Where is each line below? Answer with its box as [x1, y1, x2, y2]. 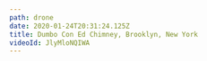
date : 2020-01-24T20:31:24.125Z [9, 22, 130, 30]
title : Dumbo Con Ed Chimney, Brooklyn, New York [9, 30, 199, 39]
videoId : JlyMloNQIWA [9, 38, 91, 48]
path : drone [9, 13, 54, 22]
